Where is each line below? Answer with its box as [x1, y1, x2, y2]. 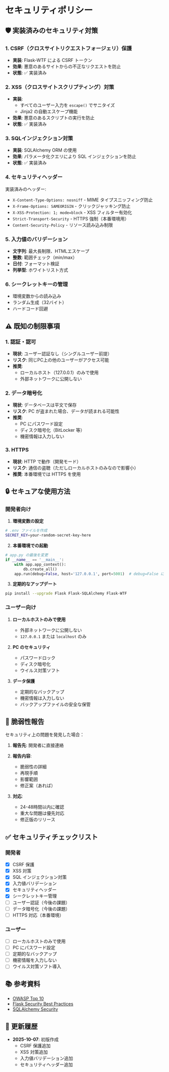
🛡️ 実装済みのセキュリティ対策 [5, 26, 98, 35]
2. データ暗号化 [5, 390, 43, 397]
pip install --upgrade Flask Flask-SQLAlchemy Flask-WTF [5, 591, 127, 596]
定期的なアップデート [12, 581, 57, 587]
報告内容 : [12, 753, 32, 759]
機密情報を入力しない [12, 957, 57, 963]
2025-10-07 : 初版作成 [12, 1036, 59, 1042]
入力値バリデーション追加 [20, 1055, 73, 1061]
